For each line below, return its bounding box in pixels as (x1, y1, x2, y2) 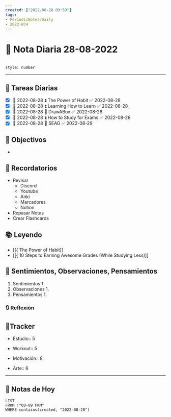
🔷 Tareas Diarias (5, 84, 58, 92)
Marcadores (20, 199, 46, 205)
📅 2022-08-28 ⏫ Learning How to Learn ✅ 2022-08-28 (12, 103, 128, 109)
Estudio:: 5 (12, 335, 36, 342)
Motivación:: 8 (12, 355, 43, 361)
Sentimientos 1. (12, 280, 45, 286)
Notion (20, 204, 35, 210)
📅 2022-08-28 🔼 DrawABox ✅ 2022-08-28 (12, 109, 103, 115)
